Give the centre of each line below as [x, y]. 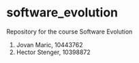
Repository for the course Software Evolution [69, 32]
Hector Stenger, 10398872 [53, 52]
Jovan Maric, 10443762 [49, 45]
